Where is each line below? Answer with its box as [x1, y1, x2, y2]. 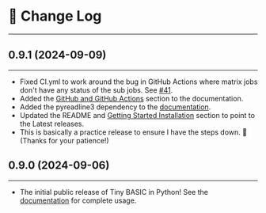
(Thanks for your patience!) [19, 135, 109, 145]
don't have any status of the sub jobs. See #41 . [19, 85, 173, 94]
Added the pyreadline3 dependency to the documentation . [19, 102, 211, 112]
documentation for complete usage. [19, 196, 137, 205]
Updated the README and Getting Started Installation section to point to [19, 110, 256, 120]
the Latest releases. [19, 119, 85, 128]
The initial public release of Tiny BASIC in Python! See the [19, 187, 208, 196]
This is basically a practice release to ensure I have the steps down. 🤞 [19, 127, 248, 137]
